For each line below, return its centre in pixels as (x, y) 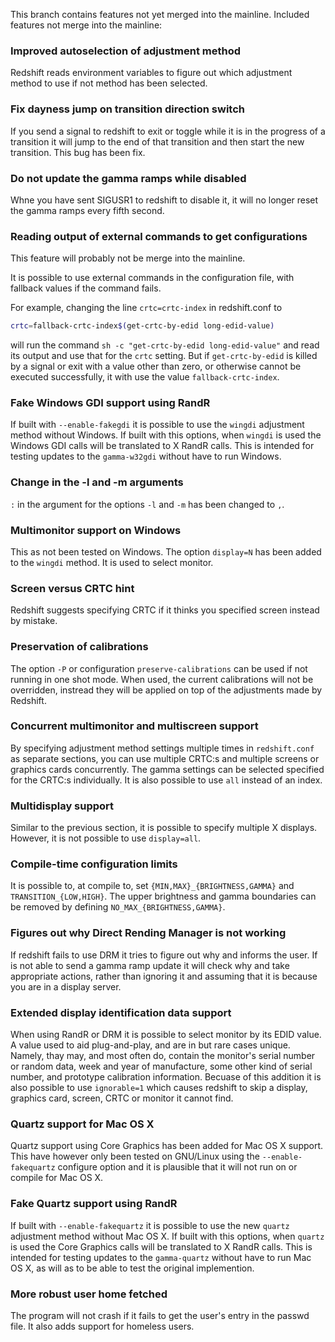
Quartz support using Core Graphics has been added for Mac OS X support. (167, 1146)
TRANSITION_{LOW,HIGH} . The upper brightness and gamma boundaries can (163, 896)
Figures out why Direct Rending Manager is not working (148, 933)
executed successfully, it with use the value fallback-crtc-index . (145, 377)
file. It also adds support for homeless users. (102, 1326)
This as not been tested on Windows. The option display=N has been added (166, 551)
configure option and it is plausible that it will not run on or (177, 1167)
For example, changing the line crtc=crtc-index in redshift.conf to (146, 308)
